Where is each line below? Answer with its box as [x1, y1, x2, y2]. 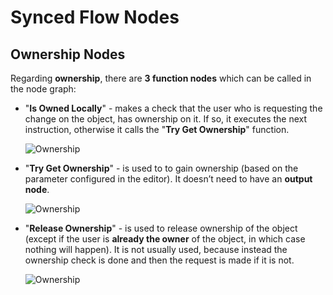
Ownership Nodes [10, 46, 126, 63]
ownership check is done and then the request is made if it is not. [24, 254, 295, 266]
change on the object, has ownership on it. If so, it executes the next [24, 113, 308, 125]
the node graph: [10, 83, 77, 95]
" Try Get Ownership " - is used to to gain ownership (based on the [24, 162, 299, 174]
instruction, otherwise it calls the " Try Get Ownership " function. [24, 124, 290, 135]
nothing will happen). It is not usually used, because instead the [24, 244, 288, 255]
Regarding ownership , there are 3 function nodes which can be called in [10, 72, 312, 84]
